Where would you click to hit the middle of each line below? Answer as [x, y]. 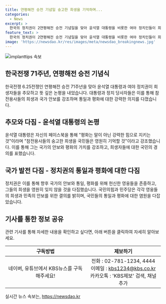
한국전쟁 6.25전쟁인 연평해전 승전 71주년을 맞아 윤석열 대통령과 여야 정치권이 [79, 87]
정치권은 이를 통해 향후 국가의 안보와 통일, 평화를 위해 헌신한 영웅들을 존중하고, [81, 183]
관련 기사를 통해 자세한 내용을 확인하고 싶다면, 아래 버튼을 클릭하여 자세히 [76, 232]
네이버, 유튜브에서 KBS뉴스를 [40, 268]
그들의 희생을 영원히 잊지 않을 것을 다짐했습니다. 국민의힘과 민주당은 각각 [75, 190]
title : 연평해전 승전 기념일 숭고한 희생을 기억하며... [54, 10]
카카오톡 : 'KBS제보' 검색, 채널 [123, 276]
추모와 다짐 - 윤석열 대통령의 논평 [52, 122]
